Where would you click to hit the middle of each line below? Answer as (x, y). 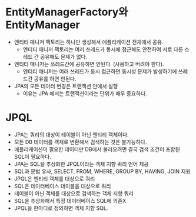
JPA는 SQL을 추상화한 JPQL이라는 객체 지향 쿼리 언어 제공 (81, 164)
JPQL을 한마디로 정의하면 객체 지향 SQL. (61, 208)
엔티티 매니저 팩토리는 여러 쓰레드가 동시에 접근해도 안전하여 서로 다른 (103, 49)
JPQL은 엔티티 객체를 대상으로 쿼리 (54, 178)
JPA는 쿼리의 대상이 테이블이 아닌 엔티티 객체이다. (71, 134)
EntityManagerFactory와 (67, 12)
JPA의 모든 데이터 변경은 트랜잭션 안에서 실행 (66, 86)
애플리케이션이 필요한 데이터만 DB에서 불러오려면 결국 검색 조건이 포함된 (97, 149)
